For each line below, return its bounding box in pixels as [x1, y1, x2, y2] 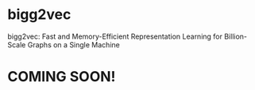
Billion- [224, 32, 248, 41]
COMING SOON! [7, 68, 116, 86]
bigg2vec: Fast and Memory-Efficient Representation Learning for [7, 32, 223, 41]
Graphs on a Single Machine [27, 39, 120, 49]
